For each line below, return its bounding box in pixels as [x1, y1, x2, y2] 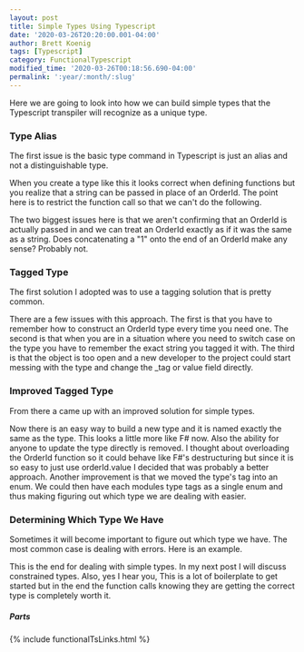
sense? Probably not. [9, 243, 89, 254]
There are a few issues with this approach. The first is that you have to [9, 314, 273, 325]
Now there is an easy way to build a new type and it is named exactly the [9, 423, 282, 434]
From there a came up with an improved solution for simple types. [9, 405, 256, 416]
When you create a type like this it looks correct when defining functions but [9, 178, 296, 189]
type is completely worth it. [9, 589, 112, 600]
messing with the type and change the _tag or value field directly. [9, 362, 254, 373]
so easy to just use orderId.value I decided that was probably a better [9, 461, 270, 472]
